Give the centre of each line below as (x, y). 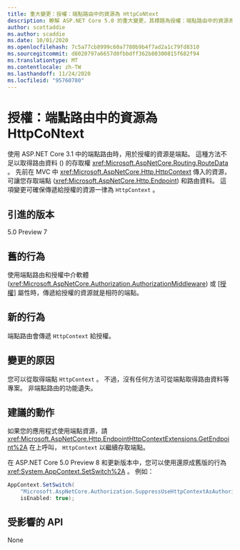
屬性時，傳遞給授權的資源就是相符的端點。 (80, 292)
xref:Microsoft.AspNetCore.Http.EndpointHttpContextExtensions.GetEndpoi (119, 439)
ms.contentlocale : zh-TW (44, 67)
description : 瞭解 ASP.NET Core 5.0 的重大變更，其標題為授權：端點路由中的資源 (118, 21)
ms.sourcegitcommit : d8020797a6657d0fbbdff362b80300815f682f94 (104, 54)
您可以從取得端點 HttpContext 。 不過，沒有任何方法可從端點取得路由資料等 (119, 379)
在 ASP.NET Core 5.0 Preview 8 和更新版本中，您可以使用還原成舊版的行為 (117, 463)
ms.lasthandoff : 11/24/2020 (49, 73)
